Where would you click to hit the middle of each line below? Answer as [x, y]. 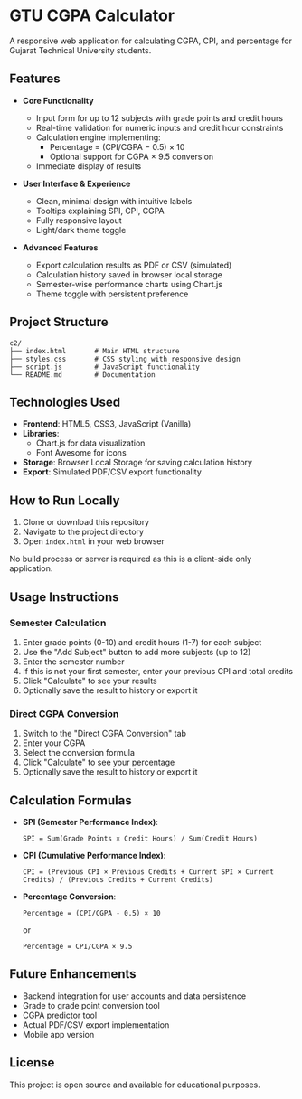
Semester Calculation [58, 623]
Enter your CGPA [54, 743]
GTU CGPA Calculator [92, 16]
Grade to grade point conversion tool [91, 1005]
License [32, 1063]
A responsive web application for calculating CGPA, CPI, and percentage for [151, 41]
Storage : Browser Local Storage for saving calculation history [137, 463]
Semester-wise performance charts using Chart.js [129, 284]
